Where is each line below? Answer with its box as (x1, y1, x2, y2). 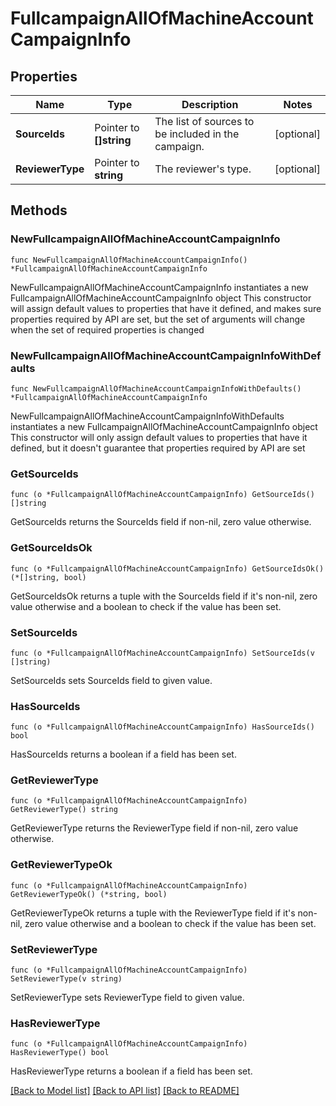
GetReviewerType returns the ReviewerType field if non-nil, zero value (10, 822, 299, 834)
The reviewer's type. (154, 162, 252, 176)
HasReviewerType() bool (10, 1048, 110, 1058)
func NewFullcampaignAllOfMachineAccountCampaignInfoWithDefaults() (10, 383, 302, 394)
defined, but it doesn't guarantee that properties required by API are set (10, 442, 306, 454)
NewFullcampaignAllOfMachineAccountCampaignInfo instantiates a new (10, 281, 309, 293)
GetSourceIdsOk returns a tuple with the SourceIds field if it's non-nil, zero (10, 590, 318, 602)
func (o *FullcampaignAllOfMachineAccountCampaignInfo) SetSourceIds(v (10, 648, 315, 658)
